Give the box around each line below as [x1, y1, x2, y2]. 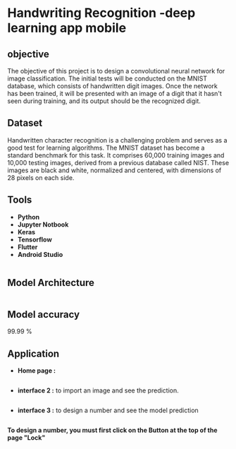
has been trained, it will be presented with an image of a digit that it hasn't [7, 90, 222, 97]
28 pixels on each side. [7, 173, 75, 181]
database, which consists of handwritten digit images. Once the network [7, 82, 218, 90]
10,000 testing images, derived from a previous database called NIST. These [7, 158, 230, 167]
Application [7, 347, 60, 359]
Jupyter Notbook [17, 220, 69, 229]
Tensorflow [17, 235, 53, 244]
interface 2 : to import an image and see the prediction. [17, 386, 180, 395]
